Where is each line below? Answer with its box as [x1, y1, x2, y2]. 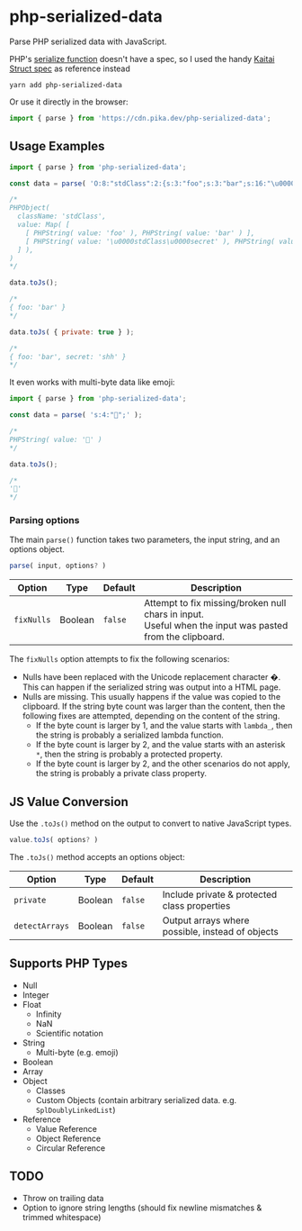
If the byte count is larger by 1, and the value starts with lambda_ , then [35, 720, 293, 731]
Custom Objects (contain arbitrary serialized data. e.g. [35, 1094, 237, 1105]
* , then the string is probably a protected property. [35, 749, 223, 760]
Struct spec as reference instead [9, 63, 130, 74]
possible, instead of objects [162, 925, 279, 937]
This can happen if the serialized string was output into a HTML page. [22, 682, 281, 692]
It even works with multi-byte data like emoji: [9, 376, 175, 388]
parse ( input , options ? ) [9, 561, 106, 571]
